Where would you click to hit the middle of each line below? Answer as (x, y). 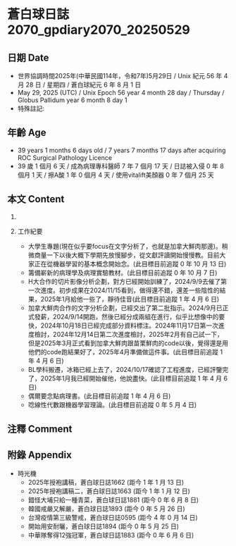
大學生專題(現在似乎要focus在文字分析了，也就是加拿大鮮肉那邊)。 (125, 246)
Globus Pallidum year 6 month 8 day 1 (72, 100)
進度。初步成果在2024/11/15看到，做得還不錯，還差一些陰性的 (130, 290)
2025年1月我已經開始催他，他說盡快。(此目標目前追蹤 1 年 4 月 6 (134, 378)
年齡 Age (27, 133)
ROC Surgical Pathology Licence (65, 157)
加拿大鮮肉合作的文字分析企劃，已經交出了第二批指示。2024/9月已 (125, 308)
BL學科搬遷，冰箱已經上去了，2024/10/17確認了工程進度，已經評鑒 (125, 369)
